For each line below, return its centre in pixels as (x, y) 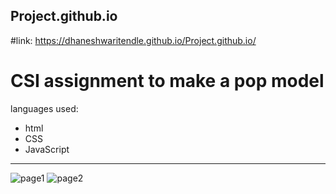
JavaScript (47, 149)
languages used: (44, 108)
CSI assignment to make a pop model (167, 81)
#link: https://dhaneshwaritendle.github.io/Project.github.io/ (133, 40)
